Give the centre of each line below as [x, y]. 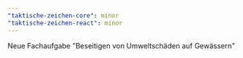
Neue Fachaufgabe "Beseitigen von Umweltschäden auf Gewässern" [121, 45]
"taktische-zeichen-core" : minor [63, 15]
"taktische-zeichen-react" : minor [65, 23]
